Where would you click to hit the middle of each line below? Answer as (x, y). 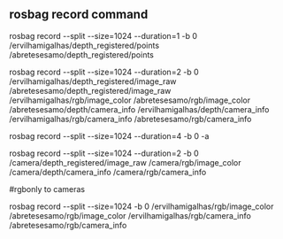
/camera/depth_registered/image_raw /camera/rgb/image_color (125, 162)
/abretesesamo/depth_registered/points (82, 54)
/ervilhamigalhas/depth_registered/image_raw (93, 81)
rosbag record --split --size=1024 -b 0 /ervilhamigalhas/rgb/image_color (141, 206)
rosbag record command (79, 15)
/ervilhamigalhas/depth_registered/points (84, 45)
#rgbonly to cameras (47, 189)
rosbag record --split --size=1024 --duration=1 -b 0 (103, 35)
